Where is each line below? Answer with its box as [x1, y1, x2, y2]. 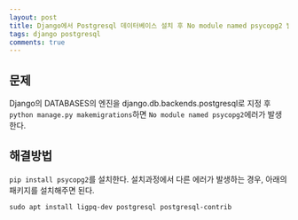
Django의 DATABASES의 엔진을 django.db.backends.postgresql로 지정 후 [9, 98, 271, 109]
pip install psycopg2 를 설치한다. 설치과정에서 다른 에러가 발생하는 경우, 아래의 [9, 174, 287, 185]
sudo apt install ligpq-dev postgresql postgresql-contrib [9, 202, 232, 211]
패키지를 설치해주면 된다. [9, 185, 95, 195]
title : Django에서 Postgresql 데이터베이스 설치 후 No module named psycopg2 [9, 21, 283, 30]
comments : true [9, 37, 66, 47]
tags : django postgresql [9, 29, 101, 38]
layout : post [9, 12, 58, 22]
